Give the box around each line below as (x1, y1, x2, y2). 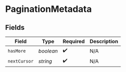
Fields (5, 23, 25, 32)
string (38, 58, 52, 65)
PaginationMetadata (5, 3, 92, 15)
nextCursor (8, 58, 34, 64)
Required (62, 38, 85, 45)
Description (89, 38, 118, 45)
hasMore (8, 48, 26, 54)
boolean (38, 47, 58, 54)
